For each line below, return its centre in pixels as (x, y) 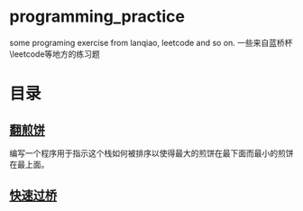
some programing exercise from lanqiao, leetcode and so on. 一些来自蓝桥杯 (151, 42)
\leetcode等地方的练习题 (55, 54)
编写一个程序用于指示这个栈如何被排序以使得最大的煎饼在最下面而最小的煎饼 (151, 153)
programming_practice (97, 17)
